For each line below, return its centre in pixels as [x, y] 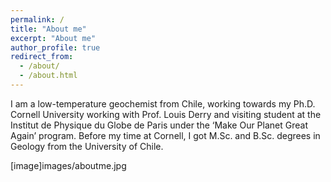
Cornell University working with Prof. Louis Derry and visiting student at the [166, 114]
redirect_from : [42, 57]
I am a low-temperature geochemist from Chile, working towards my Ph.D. [163, 103]
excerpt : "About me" [53, 38]
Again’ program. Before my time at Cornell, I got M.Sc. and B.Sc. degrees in [165, 135]
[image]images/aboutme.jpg [68, 165]
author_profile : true [55, 47]
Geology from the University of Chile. [87, 146]
